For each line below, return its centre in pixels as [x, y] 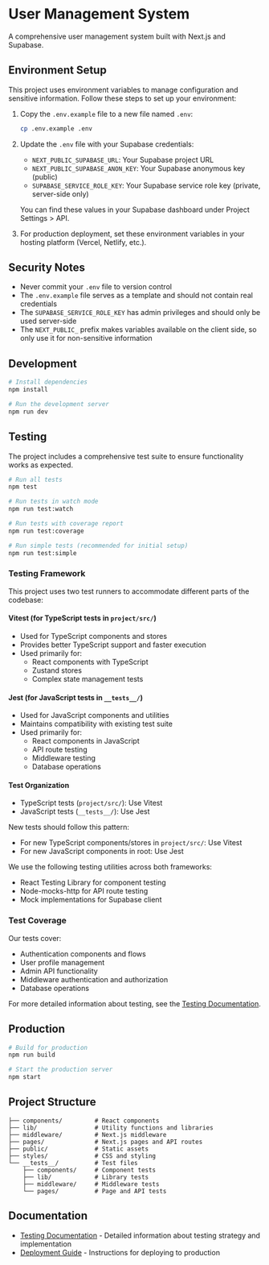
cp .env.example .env [56, 129]
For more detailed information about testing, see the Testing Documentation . [134, 1003]
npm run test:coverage [46, 531]
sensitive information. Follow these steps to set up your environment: [122, 98]
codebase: [26, 599]
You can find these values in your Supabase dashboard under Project [135, 209]
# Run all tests [35, 479]
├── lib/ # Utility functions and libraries [111, 1128]
